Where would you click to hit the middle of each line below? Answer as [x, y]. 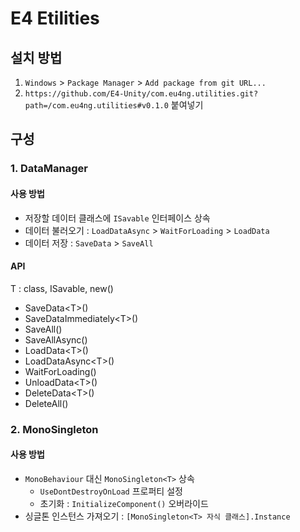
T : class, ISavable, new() [62, 288]
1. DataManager [49, 169]
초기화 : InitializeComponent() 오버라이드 [124, 503]
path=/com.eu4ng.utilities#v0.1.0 [96, 106]
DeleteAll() [46, 403]
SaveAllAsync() [56, 339]
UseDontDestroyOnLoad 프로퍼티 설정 [111, 491]
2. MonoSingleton [54, 429]
